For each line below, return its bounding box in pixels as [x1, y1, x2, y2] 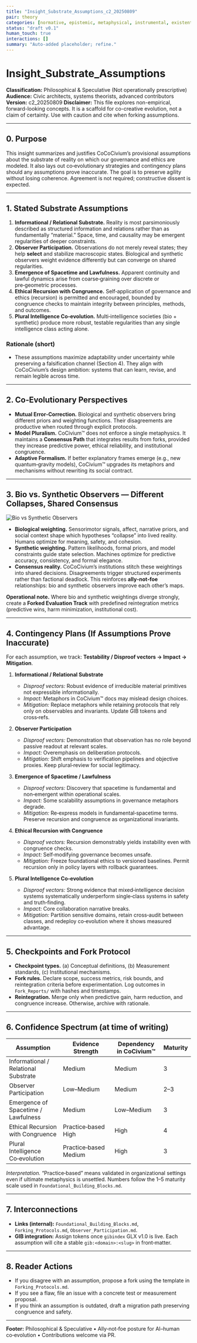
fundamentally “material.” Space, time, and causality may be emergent [14, 231, 185, 239]
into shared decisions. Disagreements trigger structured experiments [14, 570, 182, 577]
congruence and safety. [14, 1308, 73, 1315]
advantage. [23, 924, 51, 931]
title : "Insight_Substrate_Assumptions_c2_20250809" [6, 8, 138, 15]
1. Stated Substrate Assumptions [6, 204, 128, 214]
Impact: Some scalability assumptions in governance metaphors [23, 797, 179, 804]
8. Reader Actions [6, 1262, 73, 1271]
